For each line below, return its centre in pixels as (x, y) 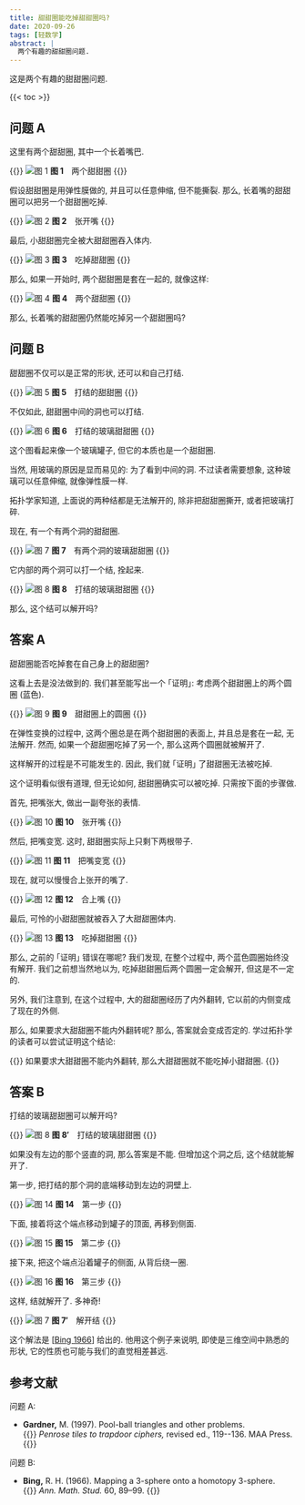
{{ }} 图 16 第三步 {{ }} (66, 1282)
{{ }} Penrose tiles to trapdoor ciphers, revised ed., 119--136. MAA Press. (158, 1434)
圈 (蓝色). (27, 694)
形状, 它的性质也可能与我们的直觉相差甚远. (89, 1351)
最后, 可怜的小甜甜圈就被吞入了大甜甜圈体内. (93, 918)
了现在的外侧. (35, 1011)
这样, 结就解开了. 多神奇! (55, 1301)
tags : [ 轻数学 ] (36, 35)
